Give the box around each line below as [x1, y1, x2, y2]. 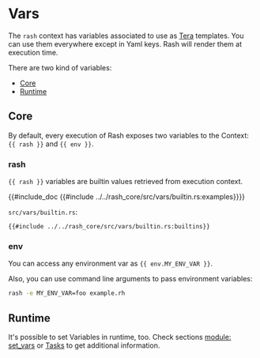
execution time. [8, 47, 58, 57]
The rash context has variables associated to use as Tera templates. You [8, 31, 244, 40]
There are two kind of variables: [8, 62, 112, 72]
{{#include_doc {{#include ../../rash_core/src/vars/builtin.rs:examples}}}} [8, 192, 246, 202]
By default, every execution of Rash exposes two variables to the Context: [8, 130, 249, 140]
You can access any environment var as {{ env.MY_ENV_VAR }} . [8, 258, 213, 269]
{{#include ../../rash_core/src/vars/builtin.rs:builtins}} [8, 223, 211, 231]
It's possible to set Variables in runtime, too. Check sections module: [8, 333, 232, 342]
